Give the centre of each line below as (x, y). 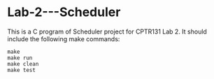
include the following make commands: (64, 38)
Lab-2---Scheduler (64, 12)
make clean (23, 64)
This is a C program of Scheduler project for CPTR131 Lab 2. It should (107, 31)
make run (20, 58)
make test (22, 70)
